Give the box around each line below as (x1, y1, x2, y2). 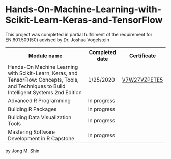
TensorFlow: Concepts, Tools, (8, 76, 79, 83)
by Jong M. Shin (5, 148, 40, 154)
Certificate (129, 52, 156, 59)
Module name (28, 52, 63, 59)
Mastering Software (8, 128, 55, 136)
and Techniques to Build (8, 83, 66, 90)
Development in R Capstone (8, 135, 75, 142)
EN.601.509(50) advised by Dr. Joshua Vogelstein (5, 37, 109, 43)
